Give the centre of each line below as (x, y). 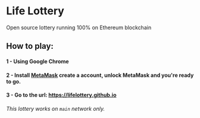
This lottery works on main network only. (56, 108)
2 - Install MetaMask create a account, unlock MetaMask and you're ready (100, 75)
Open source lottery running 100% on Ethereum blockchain (79, 27)
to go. (13, 81)
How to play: (30, 46)
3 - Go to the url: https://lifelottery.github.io (61, 95)
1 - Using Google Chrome (38, 61)
